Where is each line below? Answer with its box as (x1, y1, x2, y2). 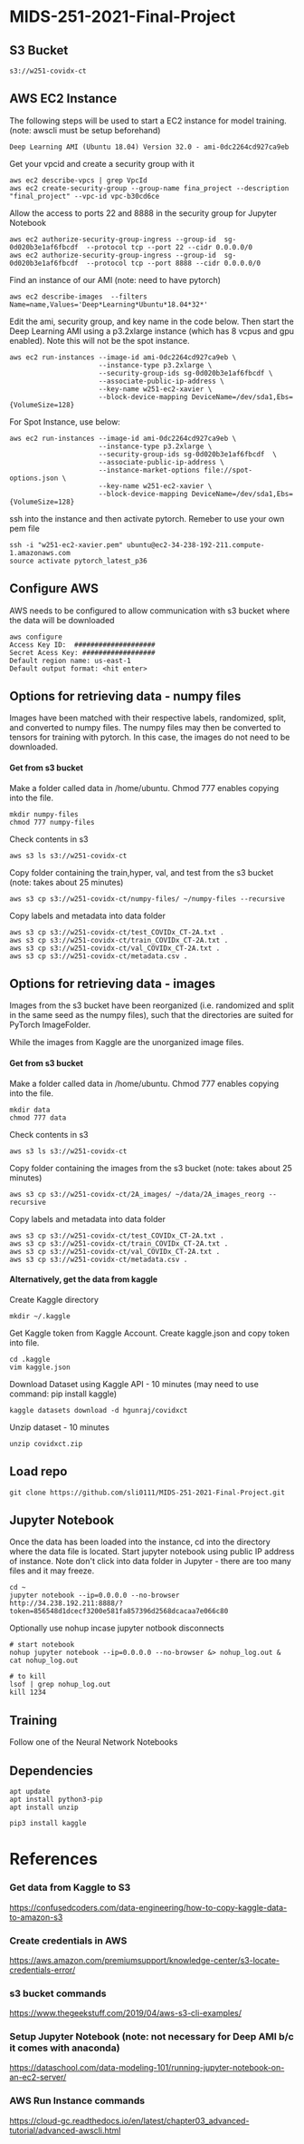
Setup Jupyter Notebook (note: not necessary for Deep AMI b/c (9, 2031, 294, 2043)
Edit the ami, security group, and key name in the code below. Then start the (9, 316, 294, 327)
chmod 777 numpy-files (9, 817, 95, 827)
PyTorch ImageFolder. (9, 1019, 91, 1031)
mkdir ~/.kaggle (9, 1311, 71, 1321)
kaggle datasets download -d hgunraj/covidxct (9, 1405, 188, 1415)
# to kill (9, 1672, 47, 1681)
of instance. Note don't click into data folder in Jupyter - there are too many (9, 1556, 291, 1567)
